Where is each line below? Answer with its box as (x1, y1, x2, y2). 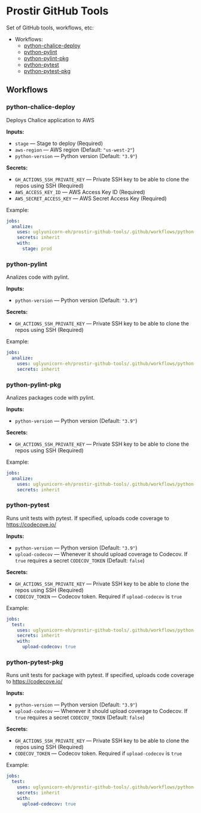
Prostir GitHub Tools (6, 4, 109, 18)
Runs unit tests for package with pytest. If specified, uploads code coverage (6, 672, 194, 679)
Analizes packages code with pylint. (6, 394, 95, 401)
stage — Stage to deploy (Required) (14, 140, 103, 147)
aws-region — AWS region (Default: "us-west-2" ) (14, 146, 135, 153)
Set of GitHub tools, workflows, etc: (6, 24, 94, 31)
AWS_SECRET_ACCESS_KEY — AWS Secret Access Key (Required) (14, 195, 167, 202)
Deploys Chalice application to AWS (6, 116, 95, 123)
